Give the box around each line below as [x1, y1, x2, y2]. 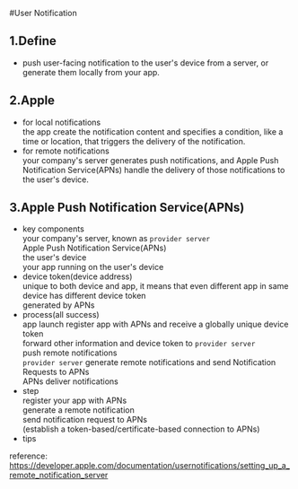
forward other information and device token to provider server [22, 338, 256, 349]
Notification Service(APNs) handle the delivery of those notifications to [22, 164, 285, 175]
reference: [9, 450, 48, 461]
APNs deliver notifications [22, 376, 118, 387]
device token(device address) [22, 271, 133, 282]
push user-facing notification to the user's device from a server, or [22, 57, 269, 68]
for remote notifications [22, 145, 110, 156]
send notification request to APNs [22, 415, 148, 425]
